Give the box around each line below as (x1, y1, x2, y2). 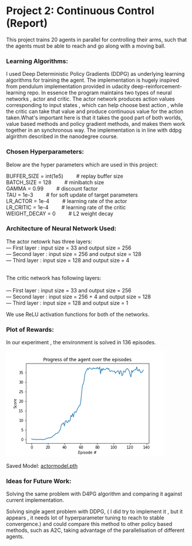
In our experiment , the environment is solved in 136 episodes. (6, 339, 157, 346)
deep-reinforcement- (131, 83, 183, 90)
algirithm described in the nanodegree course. (6, 133, 119, 140)
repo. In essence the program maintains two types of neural (27, 89, 172, 96)
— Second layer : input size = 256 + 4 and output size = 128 (6, 293, 151, 300)
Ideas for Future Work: (6, 477, 72, 485)
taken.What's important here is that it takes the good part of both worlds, (6, 114, 183, 121)
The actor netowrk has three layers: (6, 238, 93, 245)
